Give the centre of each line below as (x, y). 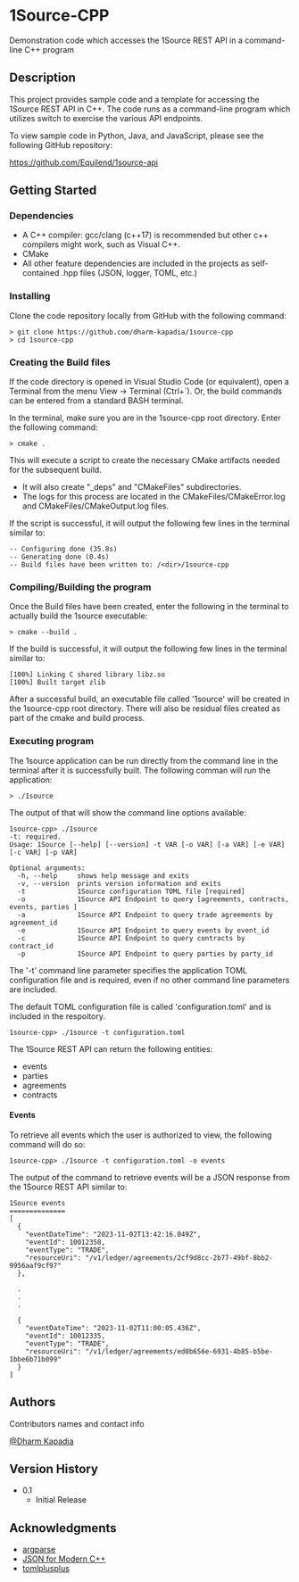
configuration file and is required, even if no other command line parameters (149, 980)
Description (42, 78)
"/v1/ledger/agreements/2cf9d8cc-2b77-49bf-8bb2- (179, 1258)
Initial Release (61, 1500)
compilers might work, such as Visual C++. (101, 244)
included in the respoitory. (57, 1016)
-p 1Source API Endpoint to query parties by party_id (145, 954)
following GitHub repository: (61, 145)
